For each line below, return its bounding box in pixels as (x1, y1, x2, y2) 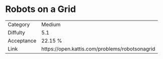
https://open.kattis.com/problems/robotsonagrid (41, 45, 155, 52)
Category (8, 21, 30, 28)
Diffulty (8, 29, 25, 36)
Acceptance (8, 37, 37, 44)
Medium (41, 21, 61, 28)
